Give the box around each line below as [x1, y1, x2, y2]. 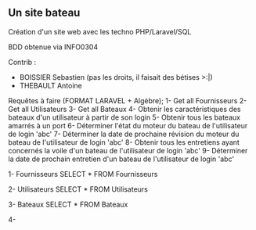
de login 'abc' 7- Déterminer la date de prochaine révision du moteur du [8, 129, 240, 138]
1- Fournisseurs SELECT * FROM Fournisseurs [8, 169, 158, 178]
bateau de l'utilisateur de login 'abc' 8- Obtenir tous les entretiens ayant [8, 137, 240, 147]
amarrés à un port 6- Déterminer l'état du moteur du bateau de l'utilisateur [8, 120, 248, 130]
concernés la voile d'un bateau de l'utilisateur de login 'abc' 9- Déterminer [8, 146, 248, 155]
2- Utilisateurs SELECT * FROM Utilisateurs [8, 184, 149, 194]
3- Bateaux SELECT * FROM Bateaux [8, 199, 128, 209]
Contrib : [8, 57, 37, 66]
